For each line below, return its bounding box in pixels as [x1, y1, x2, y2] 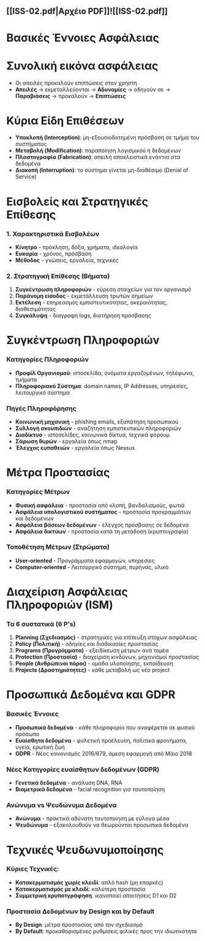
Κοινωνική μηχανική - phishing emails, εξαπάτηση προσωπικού [15, 418, 179, 425]
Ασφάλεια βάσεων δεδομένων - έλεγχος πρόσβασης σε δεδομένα [15, 521, 189, 529]
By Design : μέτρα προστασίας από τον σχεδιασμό [15, 921, 143, 929]
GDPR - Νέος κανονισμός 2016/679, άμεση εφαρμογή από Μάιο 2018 [15, 749, 193, 757]
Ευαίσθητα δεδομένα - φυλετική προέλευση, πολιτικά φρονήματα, [15, 737, 188, 744]
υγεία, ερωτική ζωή [15, 743, 65, 751]
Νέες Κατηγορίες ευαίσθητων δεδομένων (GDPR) [6, 765, 160, 773]
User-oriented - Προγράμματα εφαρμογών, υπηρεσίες [15, 557, 155, 564]
